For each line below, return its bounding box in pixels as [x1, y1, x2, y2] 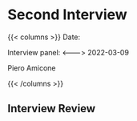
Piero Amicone [7, 63, 57, 73]
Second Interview [7, 6, 127, 24]
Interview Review [7, 102, 96, 115]
